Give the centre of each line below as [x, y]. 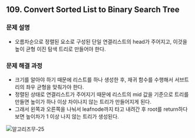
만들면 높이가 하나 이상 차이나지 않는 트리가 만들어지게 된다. [83, 101]
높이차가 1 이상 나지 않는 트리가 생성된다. [72, 116]
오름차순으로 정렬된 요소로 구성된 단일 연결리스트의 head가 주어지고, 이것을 [101, 41]
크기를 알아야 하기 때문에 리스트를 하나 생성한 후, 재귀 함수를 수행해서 [94, 80]
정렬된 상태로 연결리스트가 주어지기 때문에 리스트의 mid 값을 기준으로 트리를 [102, 94]
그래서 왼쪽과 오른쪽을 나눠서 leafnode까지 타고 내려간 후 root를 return [96, 109]
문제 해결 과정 [24, 65]
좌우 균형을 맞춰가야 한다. [55, 87]
